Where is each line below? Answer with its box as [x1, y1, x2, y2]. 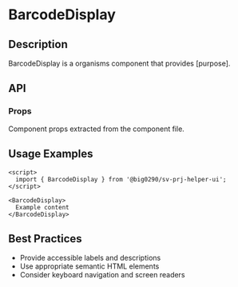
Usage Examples [8, 147, 93, 161]
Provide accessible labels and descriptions [19, 253, 161, 263]
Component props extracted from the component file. [8, 124, 185, 134]
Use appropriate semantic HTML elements [19, 261, 160, 271]
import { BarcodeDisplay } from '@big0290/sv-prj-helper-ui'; [15, 175, 227, 183]
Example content [15, 203, 69, 211]
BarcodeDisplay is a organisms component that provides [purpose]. [8, 58, 231, 68]
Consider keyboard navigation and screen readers [19, 270, 185, 280]
